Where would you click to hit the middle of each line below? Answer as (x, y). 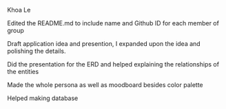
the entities (23, 72)
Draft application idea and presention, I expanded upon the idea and (104, 44)
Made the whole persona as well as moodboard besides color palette (105, 85)
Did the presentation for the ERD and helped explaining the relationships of (113, 64)
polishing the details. (37, 51)
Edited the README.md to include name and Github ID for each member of (113, 23)
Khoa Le (19, 10)
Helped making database (43, 98)
